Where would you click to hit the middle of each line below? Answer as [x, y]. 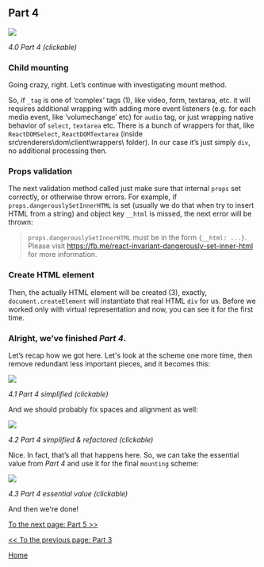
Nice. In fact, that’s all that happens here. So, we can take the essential [124, 455]
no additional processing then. [58, 151]
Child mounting [38, 67]
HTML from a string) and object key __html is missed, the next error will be [130, 214]
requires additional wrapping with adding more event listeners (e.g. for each [132, 109]
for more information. [62, 255]
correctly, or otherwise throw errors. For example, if [92, 197]
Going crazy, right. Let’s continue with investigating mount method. [118, 85]
